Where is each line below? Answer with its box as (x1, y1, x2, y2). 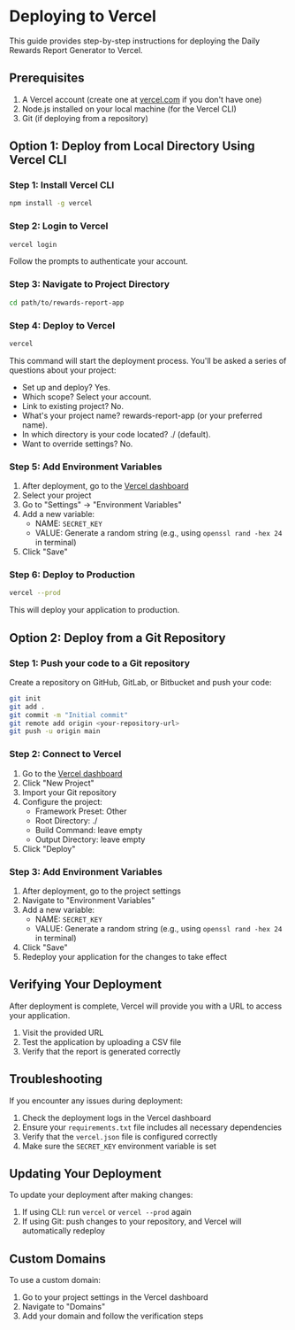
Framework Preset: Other (34, 806, 127, 816)
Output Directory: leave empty (34, 834, 146, 845)
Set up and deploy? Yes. (21, 382, 110, 392)
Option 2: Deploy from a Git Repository (9, 630, 226, 646)
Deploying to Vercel (9, 6, 157, 27)
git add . (9, 702, 46, 711)
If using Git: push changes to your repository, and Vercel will (21, 1216, 242, 1227)
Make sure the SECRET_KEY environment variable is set (21, 1141, 216, 1151)
